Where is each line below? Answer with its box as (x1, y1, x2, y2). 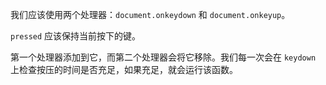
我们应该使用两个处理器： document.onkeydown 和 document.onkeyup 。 (10, 9, 291, 20)
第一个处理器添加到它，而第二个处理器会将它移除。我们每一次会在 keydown (10, 51, 317, 63)
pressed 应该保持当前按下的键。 (10, 30, 142, 42)
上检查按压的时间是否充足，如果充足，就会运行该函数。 (10, 64, 238, 75)
